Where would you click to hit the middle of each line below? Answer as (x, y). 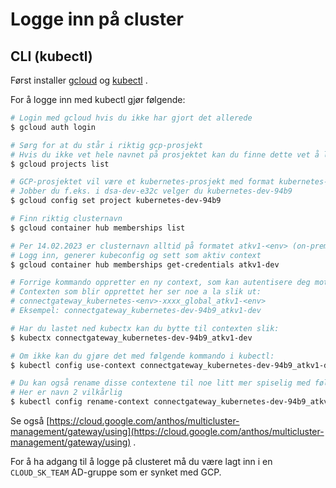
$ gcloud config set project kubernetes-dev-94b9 (116, 201)
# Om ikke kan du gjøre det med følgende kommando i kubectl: (142, 356)
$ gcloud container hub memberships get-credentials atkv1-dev (145, 264)
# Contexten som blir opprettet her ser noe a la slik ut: (136, 292)
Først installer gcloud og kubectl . (79, 80)
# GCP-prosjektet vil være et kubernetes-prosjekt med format (142, 182)
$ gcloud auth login (53, 127)
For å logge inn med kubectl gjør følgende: (98, 99)
